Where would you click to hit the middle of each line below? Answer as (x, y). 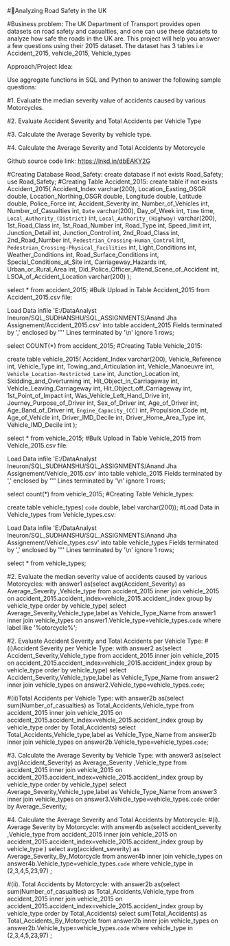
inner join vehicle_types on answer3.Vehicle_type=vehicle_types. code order (114, 799)
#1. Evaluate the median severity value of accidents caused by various (106, 100)
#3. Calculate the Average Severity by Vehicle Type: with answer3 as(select (114, 755)
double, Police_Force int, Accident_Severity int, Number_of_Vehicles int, (108, 203)
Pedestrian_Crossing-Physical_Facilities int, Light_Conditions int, (102, 247)
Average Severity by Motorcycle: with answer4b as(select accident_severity (114, 827)
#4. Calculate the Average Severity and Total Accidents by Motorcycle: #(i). (114, 819)
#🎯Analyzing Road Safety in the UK (57, 11)
